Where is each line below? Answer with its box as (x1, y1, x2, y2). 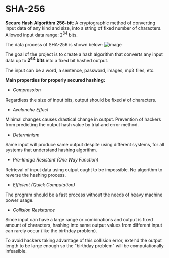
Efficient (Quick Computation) (12, 182, 75, 188)
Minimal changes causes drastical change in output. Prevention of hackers (5, 116, 161, 122)
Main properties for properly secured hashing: (5, 77, 106, 83)
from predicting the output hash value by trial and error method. (5, 122, 139, 128)
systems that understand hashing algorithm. (5, 147, 97, 153)
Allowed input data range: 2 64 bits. (5, 30, 78, 38)
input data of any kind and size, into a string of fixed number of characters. (5, 25, 162, 31)
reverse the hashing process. (5, 172, 66, 178)
